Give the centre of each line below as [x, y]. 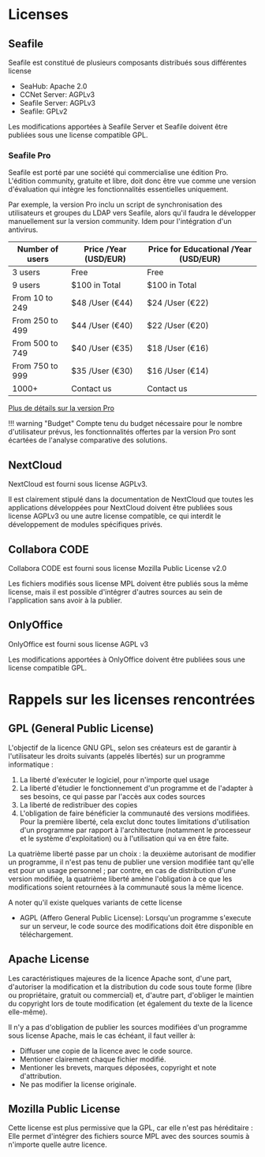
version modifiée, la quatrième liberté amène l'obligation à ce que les [120, 879]
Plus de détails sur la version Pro [61, 409]
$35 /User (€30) [102, 371]
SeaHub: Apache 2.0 [53, 86]
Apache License [49, 959]
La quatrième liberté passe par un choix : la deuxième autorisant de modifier [132, 853]
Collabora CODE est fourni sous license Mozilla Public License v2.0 [118, 568]
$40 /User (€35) [102, 349]
